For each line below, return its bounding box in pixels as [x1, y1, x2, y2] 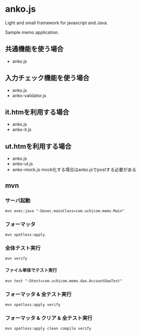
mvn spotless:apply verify [5, 302, 61, 307]
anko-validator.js [12, 92, 47, 98]
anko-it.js [12, 127, 32, 133]
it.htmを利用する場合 [5, 108, 70, 116]
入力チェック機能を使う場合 [5, 74, 90, 82]
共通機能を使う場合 [5, 45, 64, 53]
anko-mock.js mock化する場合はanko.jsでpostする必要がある [12, 167, 137, 173]
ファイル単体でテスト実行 [5, 267, 57, 273]
